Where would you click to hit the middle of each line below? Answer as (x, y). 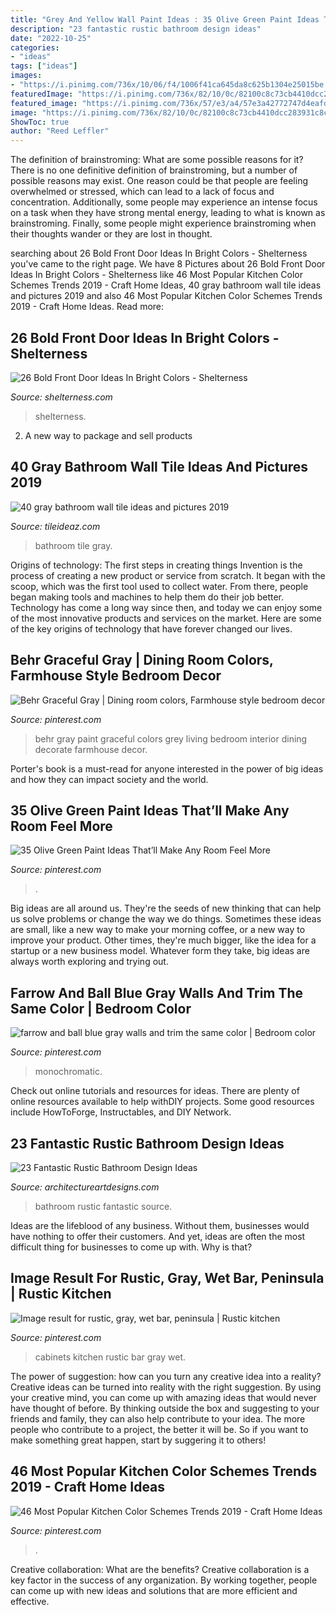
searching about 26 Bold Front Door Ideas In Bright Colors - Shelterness (159, 253)
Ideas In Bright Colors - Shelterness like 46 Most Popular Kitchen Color (156, 275)
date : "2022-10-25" (51, 38)
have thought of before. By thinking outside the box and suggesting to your (165, 1408)
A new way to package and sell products (108, 435)
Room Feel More (61, 826)
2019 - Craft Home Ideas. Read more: (87, 307)
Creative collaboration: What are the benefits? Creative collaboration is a (160, 1569)
